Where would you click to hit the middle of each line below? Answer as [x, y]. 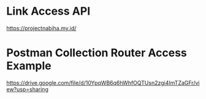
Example [29, 66]
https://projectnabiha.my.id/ [41, 28]
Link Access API [48, 11]
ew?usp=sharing [28, 89]
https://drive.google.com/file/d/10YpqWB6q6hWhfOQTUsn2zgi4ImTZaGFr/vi [103, 82]
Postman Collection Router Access [97, 53]
